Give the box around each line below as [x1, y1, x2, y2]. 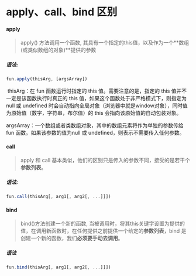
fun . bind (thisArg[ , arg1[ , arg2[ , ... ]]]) [6, 264, 111, 270]
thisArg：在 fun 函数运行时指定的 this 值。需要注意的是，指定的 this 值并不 [7, 87, 187, 94]
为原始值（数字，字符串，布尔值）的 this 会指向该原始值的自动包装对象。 [6, 110, 182, 117]
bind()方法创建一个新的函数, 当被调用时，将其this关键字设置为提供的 [20, 220, 185, 227]
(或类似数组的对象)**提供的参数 [20, 46, 97, 53]
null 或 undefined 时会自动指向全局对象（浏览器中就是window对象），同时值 [6, 102, 188, 109]
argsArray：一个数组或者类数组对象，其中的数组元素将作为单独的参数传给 [6, 122, 184, 129]
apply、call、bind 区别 [6, 5, 118, 19]
